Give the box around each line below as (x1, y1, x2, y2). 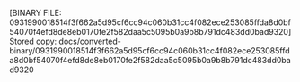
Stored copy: (9, 36, 57, 46)
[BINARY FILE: (9, 8, 62, 18)
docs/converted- (58, 36, 121, 46)
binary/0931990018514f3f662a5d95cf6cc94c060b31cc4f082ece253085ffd (9, 45, 290, 56)
